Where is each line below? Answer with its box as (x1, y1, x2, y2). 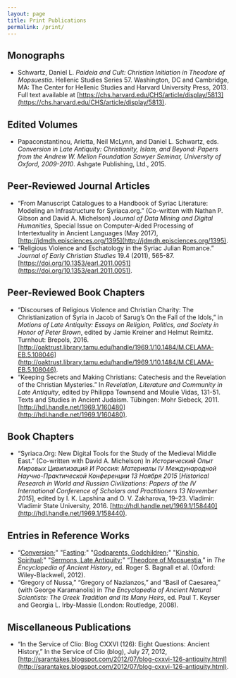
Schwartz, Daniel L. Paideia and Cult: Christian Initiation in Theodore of (17, 68, 225, 77)
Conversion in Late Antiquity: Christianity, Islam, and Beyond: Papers (17, 145, 218, 153)
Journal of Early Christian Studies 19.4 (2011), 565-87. (17, 251, 175, 259)
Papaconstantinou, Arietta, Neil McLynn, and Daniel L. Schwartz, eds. (17, 137, 220, 145)
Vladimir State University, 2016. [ (17, 502, 113, 510)
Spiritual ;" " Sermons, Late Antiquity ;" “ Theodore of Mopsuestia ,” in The (17, 556, 225, 565)
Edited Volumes (7, 118, 78, 130)
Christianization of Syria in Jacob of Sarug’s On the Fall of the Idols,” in (17, 313, 223, 321)
